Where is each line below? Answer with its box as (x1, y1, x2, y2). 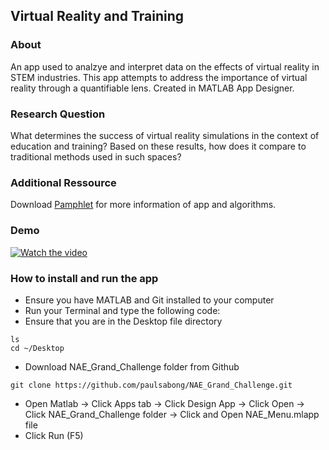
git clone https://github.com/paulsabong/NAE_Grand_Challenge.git (10, 380, 293, 390)
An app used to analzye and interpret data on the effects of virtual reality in (10, 60, 320, 73)
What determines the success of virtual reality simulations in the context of (10, 129, 320, 141)
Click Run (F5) (24, 429, 84, 441)
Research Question (10, 107, 106, 121)
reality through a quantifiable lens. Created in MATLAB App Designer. (10, 82, 295, 94)
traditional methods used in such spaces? (10, 150, 182, 163)
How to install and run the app (10, 271, 159, 285)
